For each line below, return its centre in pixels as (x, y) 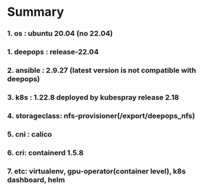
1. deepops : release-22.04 (53, 52)
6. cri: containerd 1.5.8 (45, 153)
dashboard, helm (36, 179)
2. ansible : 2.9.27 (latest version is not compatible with (102, 70)
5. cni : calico (30, 134)
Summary (35, 12)
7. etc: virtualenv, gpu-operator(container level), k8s (96, 171)
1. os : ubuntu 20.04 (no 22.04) (60, 34)
